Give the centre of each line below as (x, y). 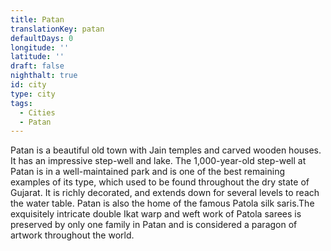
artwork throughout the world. (72, 235)
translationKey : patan (57, 29)
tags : (21, 103)
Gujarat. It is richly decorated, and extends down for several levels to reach (165, 193)
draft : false (37, 66)
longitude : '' (40, 47)
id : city (28, 85)
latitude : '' (37, 57)
